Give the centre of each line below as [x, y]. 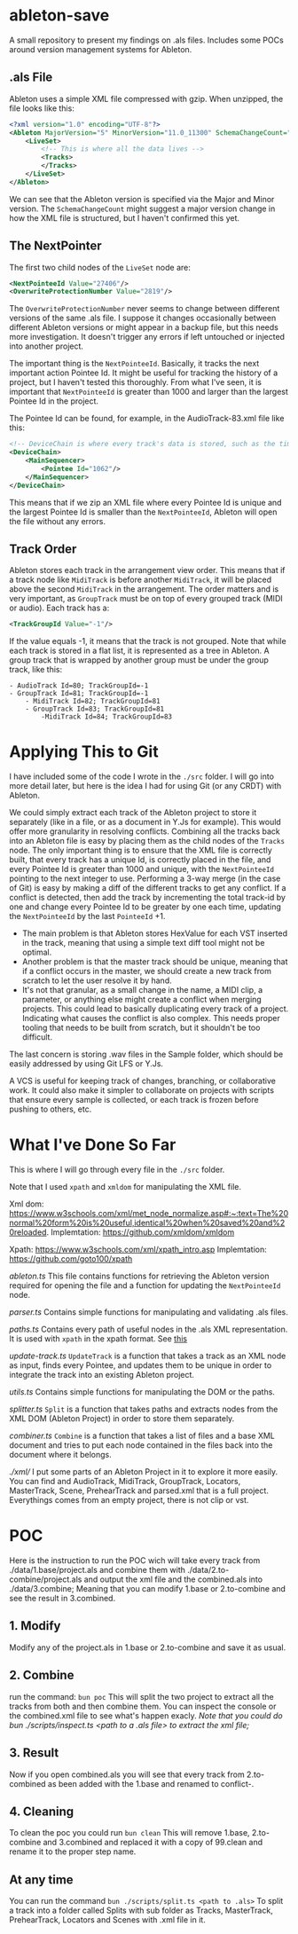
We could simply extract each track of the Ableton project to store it [133, 813]
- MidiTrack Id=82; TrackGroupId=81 [93, 702]
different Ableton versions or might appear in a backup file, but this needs [144, 327]
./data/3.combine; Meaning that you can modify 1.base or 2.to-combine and [148, 1589]
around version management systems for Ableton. [101, 49]
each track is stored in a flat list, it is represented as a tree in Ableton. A [139, 651]
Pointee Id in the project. [54, 401]
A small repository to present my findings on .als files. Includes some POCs [146, 40]
